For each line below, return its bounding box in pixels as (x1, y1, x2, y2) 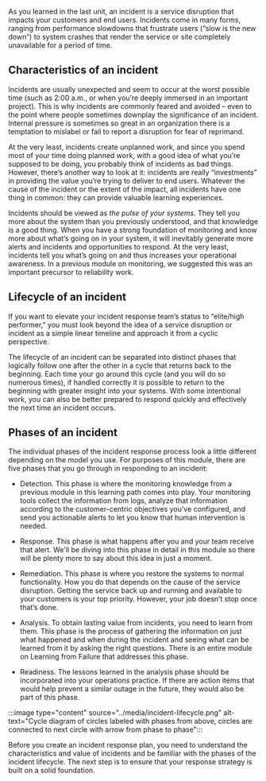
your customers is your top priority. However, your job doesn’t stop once (19, 594, 257, 604)
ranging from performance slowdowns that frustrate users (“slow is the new (8, 24, 256, 33)
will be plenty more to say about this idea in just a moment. (19, 554, 213, 563)
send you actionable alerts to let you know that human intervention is (19, 512, 246, 523)
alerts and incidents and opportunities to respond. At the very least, (8, 242, 229, 251)
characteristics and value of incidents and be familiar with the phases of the (8, 748, 256, 758)
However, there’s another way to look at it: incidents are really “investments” (8, 167, 257, 177)
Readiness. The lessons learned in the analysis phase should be (19, 667, 229, 677)
